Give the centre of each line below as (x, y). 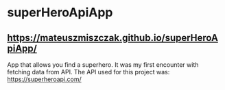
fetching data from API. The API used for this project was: (88, 72)
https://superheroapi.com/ (44, 79)
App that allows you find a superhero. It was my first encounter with (103, 65)
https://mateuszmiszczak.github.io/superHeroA (113, 38)
